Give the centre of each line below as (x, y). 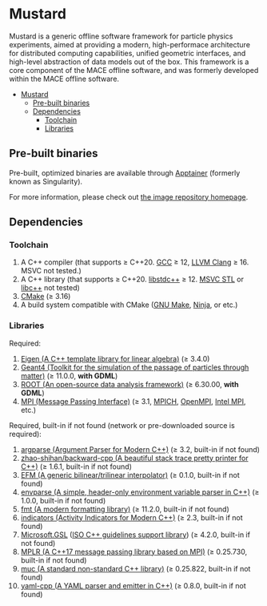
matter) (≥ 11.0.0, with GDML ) (69, 376)
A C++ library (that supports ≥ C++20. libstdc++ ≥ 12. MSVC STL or (132, 279)
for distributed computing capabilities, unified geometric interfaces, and (128, 53)
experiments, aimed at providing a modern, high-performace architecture (130, 44)
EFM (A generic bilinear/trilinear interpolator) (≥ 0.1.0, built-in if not (130, 475)
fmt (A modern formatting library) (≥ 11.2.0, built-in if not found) (125, 509)
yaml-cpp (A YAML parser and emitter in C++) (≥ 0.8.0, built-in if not (133, 585)
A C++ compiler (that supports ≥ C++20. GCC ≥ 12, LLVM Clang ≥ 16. (135, 262)
